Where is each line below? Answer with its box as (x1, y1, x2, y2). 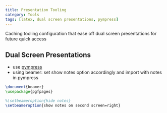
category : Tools (5, 12, 39, 17)
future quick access (5, 36, 47, 42)
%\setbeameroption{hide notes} (5, 98, 71, 103)
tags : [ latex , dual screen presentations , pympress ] (5, 17, 119, 22)
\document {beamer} (5, 84, 44, 90)
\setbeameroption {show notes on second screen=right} (5, 103, 121, 108)
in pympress (12, 75, 39, 81)
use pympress (12, 64, 42, 70)
